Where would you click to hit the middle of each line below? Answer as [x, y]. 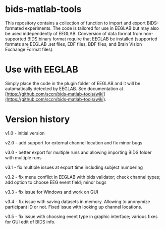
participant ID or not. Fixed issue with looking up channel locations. [74, 207]
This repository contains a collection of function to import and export [76, 23]
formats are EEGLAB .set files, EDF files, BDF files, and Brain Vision [74, 44]
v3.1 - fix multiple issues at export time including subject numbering [74, 167]
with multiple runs [24, 157]
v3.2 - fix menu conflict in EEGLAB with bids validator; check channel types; [83, 177]
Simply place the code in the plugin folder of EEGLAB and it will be [73, 83]
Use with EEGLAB [42, 69]
